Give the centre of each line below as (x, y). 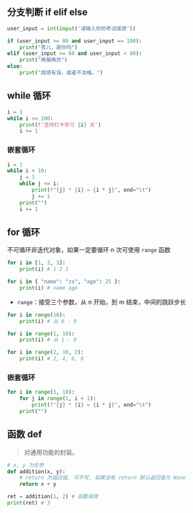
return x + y (38, 484)
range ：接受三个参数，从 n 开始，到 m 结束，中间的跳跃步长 (101, 302)
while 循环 (29, 96)
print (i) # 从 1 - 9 (48, 340)
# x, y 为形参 (26, 465)
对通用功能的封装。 (51, 452)
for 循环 (24, 232)
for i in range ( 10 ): (37, 315)
